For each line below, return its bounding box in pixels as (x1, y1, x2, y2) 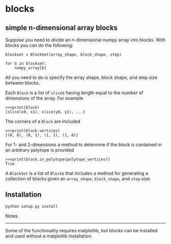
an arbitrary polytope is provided (5, 147, 74, 153)
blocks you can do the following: (5, 42, 74, 48)
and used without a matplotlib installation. (5, 233, 93, 239)
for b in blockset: (5, 61, 47, 66)
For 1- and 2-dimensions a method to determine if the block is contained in (5, 142, 162, 148)
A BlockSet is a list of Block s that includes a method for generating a (5, 170, 149, 176)
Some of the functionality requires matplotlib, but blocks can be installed (5, 227, 158, 233)
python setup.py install (5, 204, 58, 209)
